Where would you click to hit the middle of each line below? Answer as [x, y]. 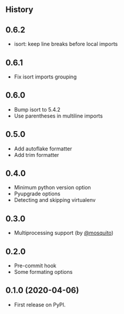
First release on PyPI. [40, 305]
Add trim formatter [36, 155]
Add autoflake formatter [43, 148]
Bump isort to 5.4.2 [37, 109]
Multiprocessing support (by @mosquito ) [64, 233]
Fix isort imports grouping [45, 77]
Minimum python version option [53, 188]
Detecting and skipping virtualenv [55, 200]
